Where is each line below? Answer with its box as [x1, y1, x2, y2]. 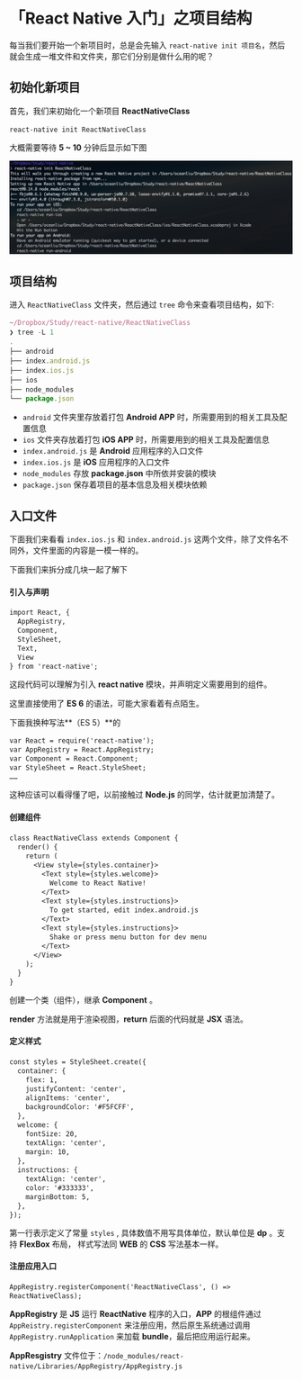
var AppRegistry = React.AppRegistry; [9, 745, 155, 754]
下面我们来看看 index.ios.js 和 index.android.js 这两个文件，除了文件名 [9, 534, 281, 545]
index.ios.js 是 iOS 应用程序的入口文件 [22, 456, 171, 468]
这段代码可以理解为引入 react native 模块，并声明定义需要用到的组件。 [9, 679, 272, 690]
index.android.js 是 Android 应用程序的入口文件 [22, 446, 204, 456]
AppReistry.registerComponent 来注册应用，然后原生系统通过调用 [9, 1320, 251, 1330]
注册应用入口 [9, 1261, 57, 1272]
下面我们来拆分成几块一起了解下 [9, 564, 128, 575]
